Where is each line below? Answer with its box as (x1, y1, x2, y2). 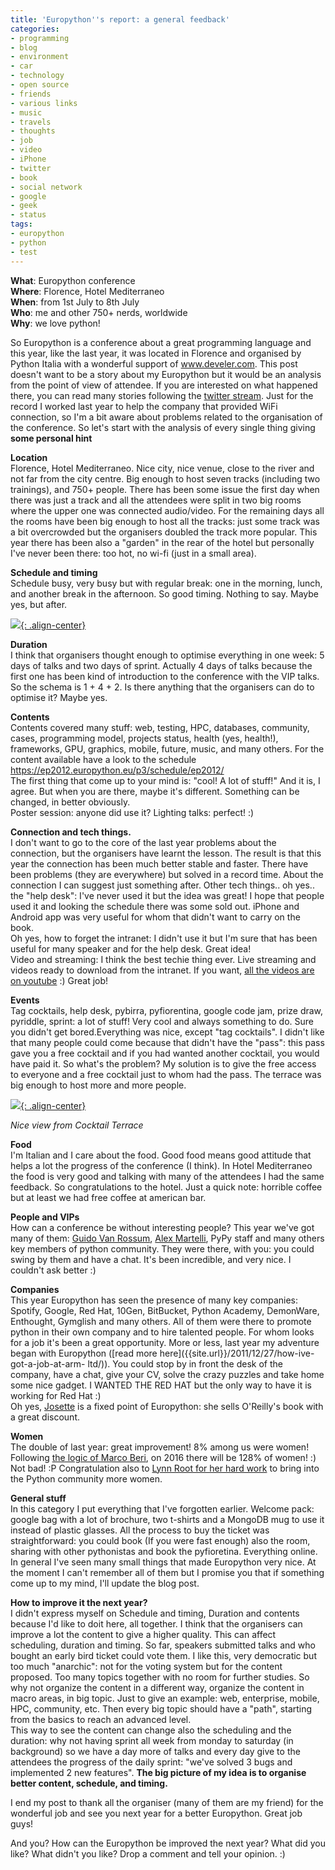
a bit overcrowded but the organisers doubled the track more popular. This (10, 526, 318, 538)
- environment (10, 52, 70, 62)
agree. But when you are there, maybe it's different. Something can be (10, 785, 300, 797)
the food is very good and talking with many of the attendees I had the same (10, 1170, 325, 1182)
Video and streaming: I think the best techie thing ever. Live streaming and (10, 953, 317, 965)
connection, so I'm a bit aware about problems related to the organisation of (10, 411, 323, 423)
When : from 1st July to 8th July (10, 296, 140, 308)
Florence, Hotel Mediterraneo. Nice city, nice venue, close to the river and (10, 462, 315, 474)
